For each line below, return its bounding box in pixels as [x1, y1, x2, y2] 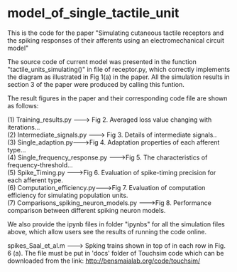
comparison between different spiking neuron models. [7, 206, 166, 214]
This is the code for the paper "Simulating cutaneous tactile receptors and [7, 28, 224, 37]
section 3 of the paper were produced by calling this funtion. [7, 80, 184, 88]
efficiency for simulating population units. [7, 191, 128, 199]
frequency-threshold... [7, 160, 73, 169]
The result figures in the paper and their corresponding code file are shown [7, 94, 228, 103]
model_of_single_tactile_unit [7, 5, 180, 21]
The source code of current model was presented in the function [7, 57, 197, 66]
